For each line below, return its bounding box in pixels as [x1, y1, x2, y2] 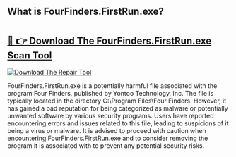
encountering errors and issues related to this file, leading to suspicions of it [7, 119, 229, 127]
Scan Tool [7, 49, 52, 61]
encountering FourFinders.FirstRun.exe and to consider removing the [7, 134, 208, 142]
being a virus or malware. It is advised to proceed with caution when [7, 127, 206, 134]
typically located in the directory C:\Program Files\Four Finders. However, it [7, 96, 227, 105]
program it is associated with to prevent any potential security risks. [7, 142, 205, 150]
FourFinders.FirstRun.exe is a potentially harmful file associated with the [7, 82, 218, 90]
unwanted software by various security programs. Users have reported [7, 112, 214, 120]
